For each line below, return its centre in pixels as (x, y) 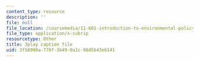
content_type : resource (36, 12)
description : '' (26, 17)
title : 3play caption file (39, 45)
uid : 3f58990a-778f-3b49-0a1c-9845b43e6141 (61, 50)
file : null (20, 22)
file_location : (25, 28)
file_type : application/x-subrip (47, 34)
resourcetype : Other (32, 39)
